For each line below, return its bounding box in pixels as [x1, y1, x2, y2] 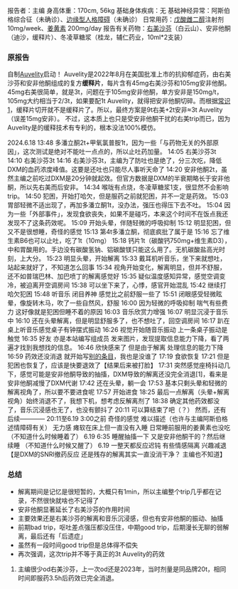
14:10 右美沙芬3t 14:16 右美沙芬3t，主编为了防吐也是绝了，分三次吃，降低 [7, 156, 222, 165]
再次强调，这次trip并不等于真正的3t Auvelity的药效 [17, 549, 166, 558]
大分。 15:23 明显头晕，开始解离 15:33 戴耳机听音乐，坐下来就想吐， [26, 254, 227, 263]
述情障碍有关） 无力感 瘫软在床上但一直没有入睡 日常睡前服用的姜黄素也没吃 [7, 423, 231, 432]
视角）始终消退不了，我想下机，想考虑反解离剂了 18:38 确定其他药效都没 [7, 397, 220, 405]
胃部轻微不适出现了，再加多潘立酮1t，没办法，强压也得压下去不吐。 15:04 [7, 201, 223, 209]
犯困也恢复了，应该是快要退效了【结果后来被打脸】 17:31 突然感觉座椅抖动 [7, 361, 225, 370]
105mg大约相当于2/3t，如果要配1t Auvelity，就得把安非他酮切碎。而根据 [7, 97, 218, 105]
